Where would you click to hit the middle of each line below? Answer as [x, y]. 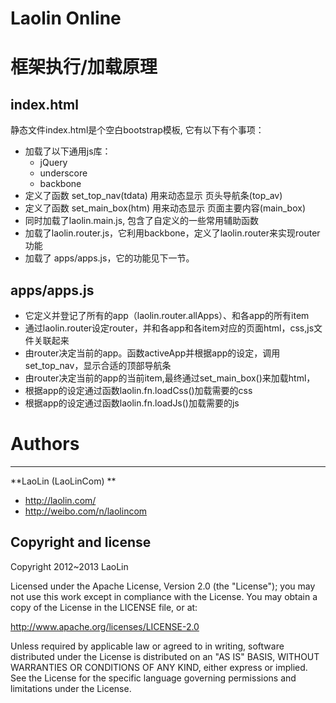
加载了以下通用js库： [68, 151]
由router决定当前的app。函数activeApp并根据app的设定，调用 [152, 353]
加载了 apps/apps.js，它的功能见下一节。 [109, 258]
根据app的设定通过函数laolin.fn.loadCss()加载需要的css [138, 390]
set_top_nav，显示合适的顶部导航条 [98, 365]
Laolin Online [66, 18]
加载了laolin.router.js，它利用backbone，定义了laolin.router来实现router [172, 233]
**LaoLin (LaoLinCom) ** [63, 481]
